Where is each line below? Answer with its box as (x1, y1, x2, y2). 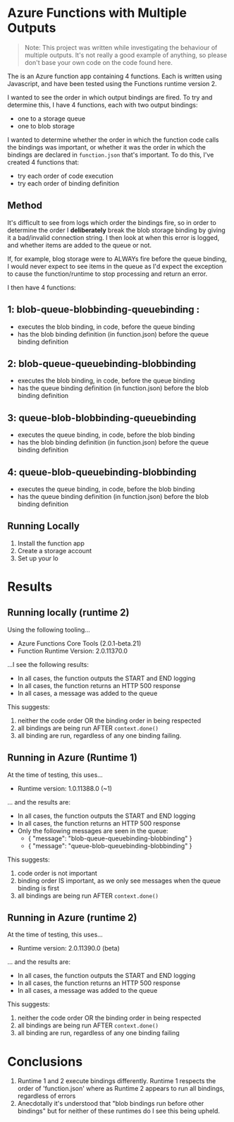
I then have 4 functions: (7, 283, 76, 291)
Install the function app (17, 538, 85, 548)
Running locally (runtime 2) (7, 607, 130, 619)
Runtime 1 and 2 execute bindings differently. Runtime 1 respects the (17, 1077, 216, 1085)
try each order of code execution (17, 171, 114, 180)
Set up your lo (17, 554, 58, 562)
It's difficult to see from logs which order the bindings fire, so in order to (7, 218, 216, 227)
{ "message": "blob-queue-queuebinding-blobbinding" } (27, 834, 192, 843)
